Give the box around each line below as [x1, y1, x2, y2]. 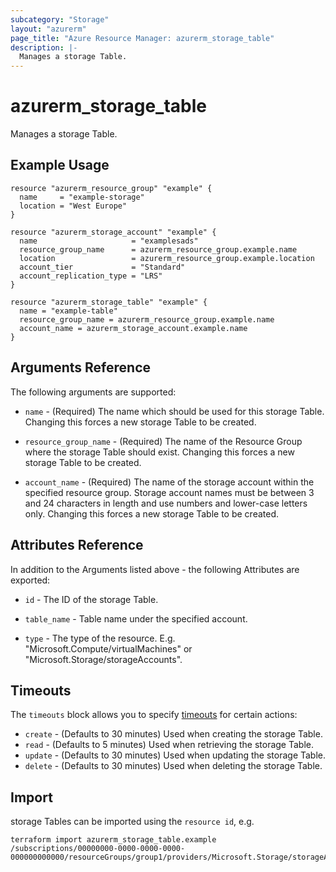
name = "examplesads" [19, 236, 199, 246]
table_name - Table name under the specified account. [24, 612, 248, 625]
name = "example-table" [19, 306, 118, 316]
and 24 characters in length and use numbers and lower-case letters [24, 497, 308, 509]
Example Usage [10, 157, 110, 174]
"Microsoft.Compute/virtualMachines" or [24, 642, 193, 655]
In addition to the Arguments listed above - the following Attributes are [10, 563, 300, 575]
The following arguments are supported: [10, 386, 177, 398]
